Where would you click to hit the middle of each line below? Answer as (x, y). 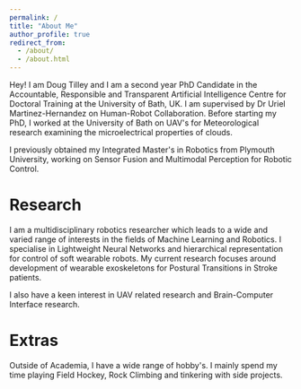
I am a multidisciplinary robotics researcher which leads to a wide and (138, 229)
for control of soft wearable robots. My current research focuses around (143, 258)
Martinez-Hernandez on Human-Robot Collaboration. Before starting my (143, 113)
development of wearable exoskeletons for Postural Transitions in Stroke (144, 268)
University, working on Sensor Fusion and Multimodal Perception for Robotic (150, 159)
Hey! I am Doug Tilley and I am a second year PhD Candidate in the (133, 85)
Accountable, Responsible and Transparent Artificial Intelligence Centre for (148, 94)
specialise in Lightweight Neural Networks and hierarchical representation (146, 248)
